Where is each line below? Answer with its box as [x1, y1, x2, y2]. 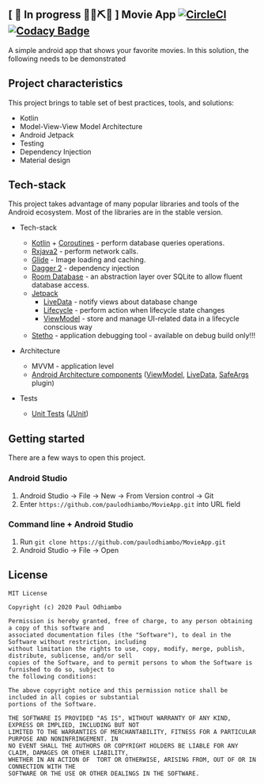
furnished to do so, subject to [8, 665, 115, 673]
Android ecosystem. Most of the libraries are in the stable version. [8, 207, 224, 217]
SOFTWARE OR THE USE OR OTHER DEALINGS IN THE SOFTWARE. [8, 769, 200, 778]
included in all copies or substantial [8, 693, 140, 701]
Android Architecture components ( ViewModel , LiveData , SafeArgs [31, 370, 249, 379]
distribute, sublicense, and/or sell [8, 652, 133, 660]
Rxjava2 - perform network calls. [31, 246, 139, 257]
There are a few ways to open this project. [8, 453, 146, 462]
